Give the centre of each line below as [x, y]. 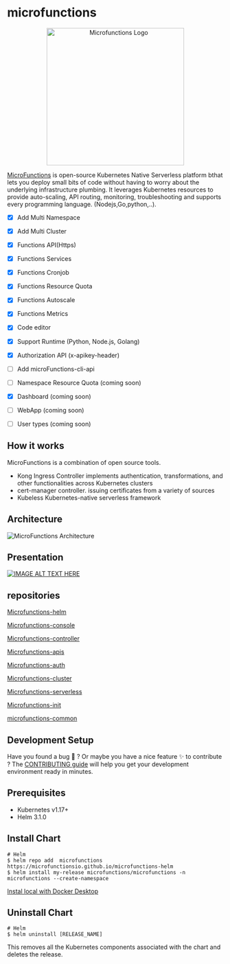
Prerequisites [36, 793]
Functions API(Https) [47, 245]
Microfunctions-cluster [39, 678]
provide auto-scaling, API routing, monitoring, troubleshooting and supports [114, 196]
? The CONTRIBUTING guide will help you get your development [98, 764]
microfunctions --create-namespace [58, 878]
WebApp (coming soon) [50, 410]
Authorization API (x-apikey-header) [68, 355]
